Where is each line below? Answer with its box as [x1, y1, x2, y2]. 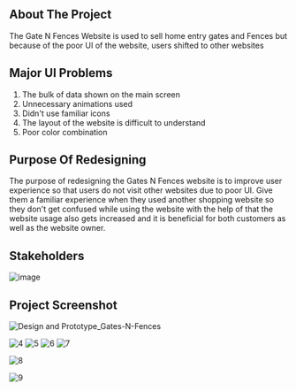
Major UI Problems [9, 65, 113, 80]
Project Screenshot [9, 297, 118, 312]
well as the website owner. [9, 223, 106, 234]
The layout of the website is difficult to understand [21, 117, 206, 127]
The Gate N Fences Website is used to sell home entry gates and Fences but [9, 30, 288, 41]
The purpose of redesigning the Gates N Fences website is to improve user [9, 176, 283, 187]
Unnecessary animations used [21, 98, 133, 109]
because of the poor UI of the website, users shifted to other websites [9, 40, 264, 50]
